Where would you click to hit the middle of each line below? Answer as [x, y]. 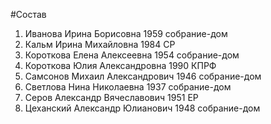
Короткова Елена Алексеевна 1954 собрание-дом [132, 55]
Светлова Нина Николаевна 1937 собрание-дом [128, 87]
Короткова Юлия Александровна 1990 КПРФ [120, 65]
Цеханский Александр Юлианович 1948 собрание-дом [142, 108]
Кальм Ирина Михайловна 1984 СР [100, 44]
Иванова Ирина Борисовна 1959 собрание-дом [126, 33]
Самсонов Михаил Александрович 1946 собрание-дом [143, 76]
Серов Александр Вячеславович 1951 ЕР [111, 97]
